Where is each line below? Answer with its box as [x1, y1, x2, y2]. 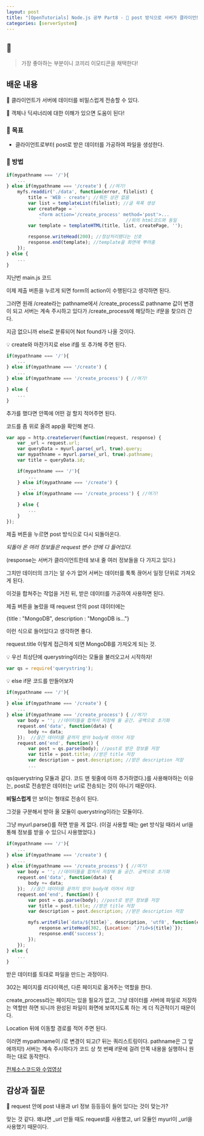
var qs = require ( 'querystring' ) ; [6, 665, 94, 671]
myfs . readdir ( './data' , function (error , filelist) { [17, 189, 154, 195]
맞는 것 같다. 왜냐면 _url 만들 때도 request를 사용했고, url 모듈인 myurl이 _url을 [6, 1115, 193, 1123]
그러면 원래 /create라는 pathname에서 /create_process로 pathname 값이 [6, 299, 183, 307]
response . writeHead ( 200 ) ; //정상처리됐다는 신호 [28, 234, 142, 240]
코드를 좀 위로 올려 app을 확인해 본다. [6, 422, 95, 429]
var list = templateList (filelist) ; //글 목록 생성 [28, 200, 155, 206]
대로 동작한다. [17, 1053, 50, 1060]
